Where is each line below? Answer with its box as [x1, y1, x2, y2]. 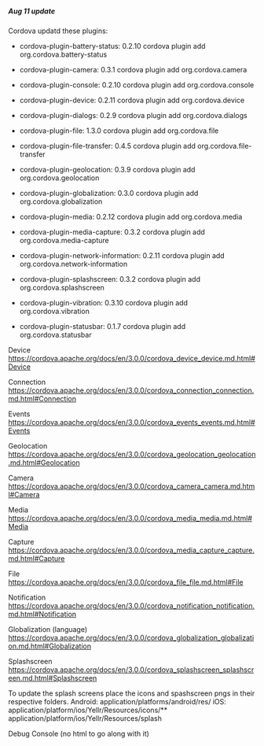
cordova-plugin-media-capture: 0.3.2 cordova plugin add [19, 227, 206, 236]
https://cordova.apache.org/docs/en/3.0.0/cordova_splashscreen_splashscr [8, 665, 255, 674]
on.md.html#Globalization [8, 641, 92, 651]
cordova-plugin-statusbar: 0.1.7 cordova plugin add [19, 321, 186, 331]
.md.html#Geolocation [8, 457, 80, 467]
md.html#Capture [8, 553, 65, 563]
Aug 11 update [8, 6, 56, 16]
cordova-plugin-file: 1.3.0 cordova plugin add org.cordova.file [19, 126, 219, 135]
